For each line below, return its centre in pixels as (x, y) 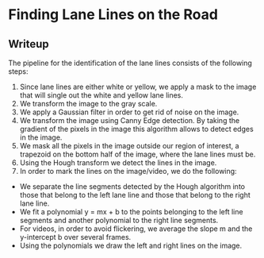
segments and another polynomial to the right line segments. (119, 220)
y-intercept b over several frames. (75, 237)
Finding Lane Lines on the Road (113, 15)
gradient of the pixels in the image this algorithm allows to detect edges (136, 129)
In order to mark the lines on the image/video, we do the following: (128, 171)
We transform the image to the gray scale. (88, 104)
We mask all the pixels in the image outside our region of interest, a (129, 146)
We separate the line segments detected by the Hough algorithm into (132, 187)
